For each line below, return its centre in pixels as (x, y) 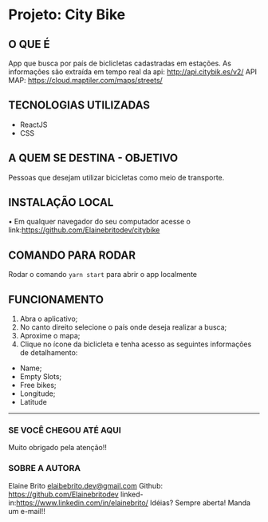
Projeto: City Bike (67, 15)
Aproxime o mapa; (50, 336)
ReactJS (33, 125)
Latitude (33, 402)
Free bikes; (38, 386)
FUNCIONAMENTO (56, 300)
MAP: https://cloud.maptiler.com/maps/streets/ (86, 80)
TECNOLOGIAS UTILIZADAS (79, 105)
